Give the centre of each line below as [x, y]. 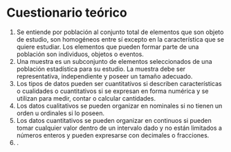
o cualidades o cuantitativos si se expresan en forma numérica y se [112, 91]
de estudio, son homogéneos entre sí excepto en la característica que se [120, 39]
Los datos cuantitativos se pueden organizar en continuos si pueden [114, 120]
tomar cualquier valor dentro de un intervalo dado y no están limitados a [119, 128]
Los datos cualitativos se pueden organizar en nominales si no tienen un [119, 105]
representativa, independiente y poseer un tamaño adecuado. [104, 76]
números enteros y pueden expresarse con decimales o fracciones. [113, 135]
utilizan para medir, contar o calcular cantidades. [86, 98]
